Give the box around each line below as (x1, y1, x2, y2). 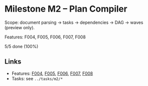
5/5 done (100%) (4, 43, 38, 49)
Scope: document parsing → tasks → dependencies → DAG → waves (4, 19, 144, 25)
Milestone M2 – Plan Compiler (4, 3, 128, 15)
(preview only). (4, 24, 35, 30)
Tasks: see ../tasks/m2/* (11, 75, 63, 81)
